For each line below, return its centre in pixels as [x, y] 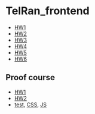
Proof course [30, 77]
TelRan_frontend [48, 11]
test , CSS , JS [30, 104]
